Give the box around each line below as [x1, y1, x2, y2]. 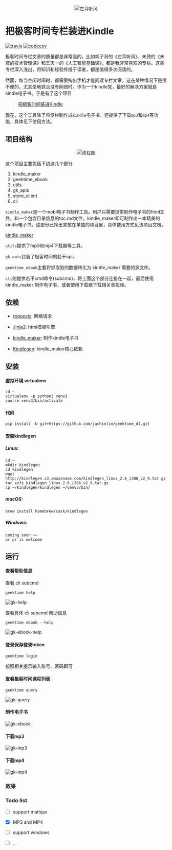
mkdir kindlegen [5, 462, 40, 468]
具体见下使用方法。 [14, 118, 55, 125]
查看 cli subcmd [5, 580, 39, 586]
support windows [12, 829, 50, 836]
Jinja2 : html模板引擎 [12, 324, 55, 330]
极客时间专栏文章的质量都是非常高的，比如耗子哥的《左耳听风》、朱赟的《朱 [5, 53, 165, 59]
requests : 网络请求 [12, 313, 52, 319]
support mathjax [12, 808, 48, 815]
